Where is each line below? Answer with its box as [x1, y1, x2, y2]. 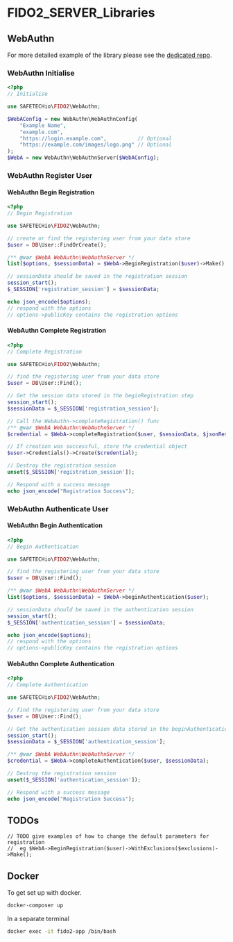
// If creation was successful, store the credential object [7, 443, 188, 450]
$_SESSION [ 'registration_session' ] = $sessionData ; [7, 286, 159, 293]
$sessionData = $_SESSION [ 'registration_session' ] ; [7, 405, 159, 412]
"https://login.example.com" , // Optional [19, 135, 172, 142]
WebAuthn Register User [7, 170, 93, 180]
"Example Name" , [19, 122, 67, 129]
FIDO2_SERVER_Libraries [7, 5, 155, 21]
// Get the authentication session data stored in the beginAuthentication [7, 725, 231, 732]
